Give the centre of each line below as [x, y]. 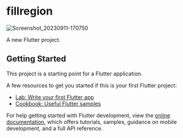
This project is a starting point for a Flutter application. [74, 74]
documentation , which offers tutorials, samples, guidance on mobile [91, 122]
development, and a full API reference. [55, 128]
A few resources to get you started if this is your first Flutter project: [91, 85]
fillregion [30, 11]
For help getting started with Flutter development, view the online [88, 115]
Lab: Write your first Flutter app [55, 97]
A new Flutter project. [34, 40]
